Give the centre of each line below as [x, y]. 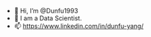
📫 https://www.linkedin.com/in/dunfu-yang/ [79, 26]
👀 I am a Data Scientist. [48, 18]
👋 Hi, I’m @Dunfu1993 [46, 11]
